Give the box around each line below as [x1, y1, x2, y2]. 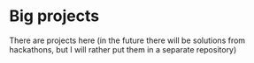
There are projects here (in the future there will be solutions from [9, 35, 246, 45]
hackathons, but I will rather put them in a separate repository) [9, 44, 237, 54]
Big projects [9, 6, 100, 26]
